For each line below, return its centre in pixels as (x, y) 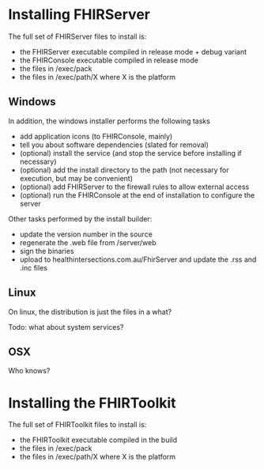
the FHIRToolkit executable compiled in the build (98, 440)
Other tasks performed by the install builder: (80, 218)
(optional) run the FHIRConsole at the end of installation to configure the (137, 195)
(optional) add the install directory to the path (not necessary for (124, 170)
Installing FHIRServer (79, 15)
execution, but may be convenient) (76, 178)
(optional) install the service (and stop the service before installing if (131, 153)
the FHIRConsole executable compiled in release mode (109, 60)
